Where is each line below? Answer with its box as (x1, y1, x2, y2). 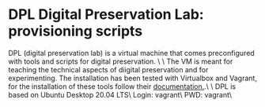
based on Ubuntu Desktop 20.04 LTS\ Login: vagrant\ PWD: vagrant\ (8, 90, 232, 99)
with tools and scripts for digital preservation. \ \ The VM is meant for (8, 57, 233, 66)
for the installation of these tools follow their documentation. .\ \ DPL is (8, 81, 236, 91)
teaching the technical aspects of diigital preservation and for (8, 65, 209, 74)
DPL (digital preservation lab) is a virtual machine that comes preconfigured (8, 48, 255, 57)
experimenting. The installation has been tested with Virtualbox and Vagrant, (8, 73, 257, 83)
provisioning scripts (8, 22, 143, 40)
